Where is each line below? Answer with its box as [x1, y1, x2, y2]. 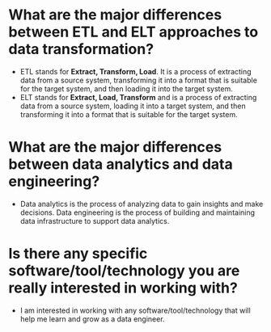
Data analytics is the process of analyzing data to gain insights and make [19, 199, 264, 208]
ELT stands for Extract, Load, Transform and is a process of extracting [19, 92, 257, 102]
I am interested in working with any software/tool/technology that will [19, 305, 251, 315]
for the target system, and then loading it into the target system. [19, 83, 233, 94]
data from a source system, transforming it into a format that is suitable [19, 75, 257, 85]
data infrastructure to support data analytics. [19, 216, 170, 225]
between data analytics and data [8, 155, 233, 174]
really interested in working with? [8, 279, 239, 297]
